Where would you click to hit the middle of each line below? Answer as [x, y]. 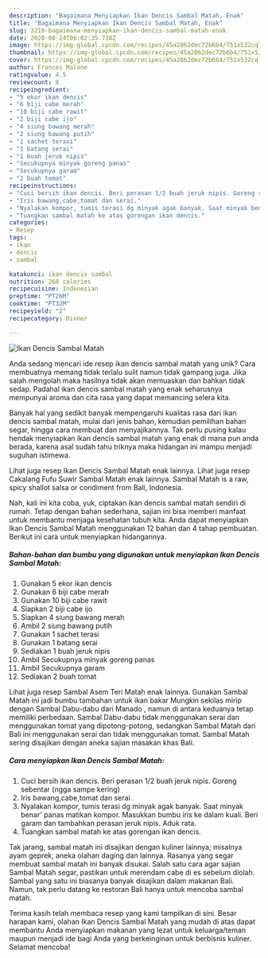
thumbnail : [27, 53]
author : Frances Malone [49, 68]
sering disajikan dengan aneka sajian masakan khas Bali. [102, 742]
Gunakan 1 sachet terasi [60, 634]
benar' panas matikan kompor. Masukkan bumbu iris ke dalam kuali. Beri [139, 814]
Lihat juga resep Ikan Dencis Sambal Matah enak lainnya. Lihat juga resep [130, 470]
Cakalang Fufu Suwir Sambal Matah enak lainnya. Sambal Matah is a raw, [129, 479]
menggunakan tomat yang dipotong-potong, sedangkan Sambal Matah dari [132, 726]
